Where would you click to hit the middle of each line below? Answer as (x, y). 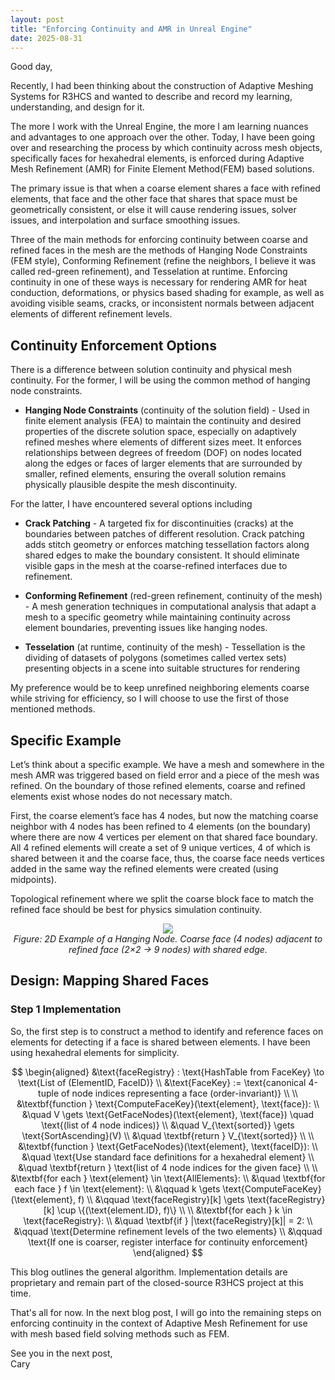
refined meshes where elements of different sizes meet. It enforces (163, 442)
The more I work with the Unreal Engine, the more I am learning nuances (159, 127)
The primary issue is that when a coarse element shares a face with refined (165, 188)
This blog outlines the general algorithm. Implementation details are (149, 1272)
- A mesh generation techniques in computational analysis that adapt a (170, 607)
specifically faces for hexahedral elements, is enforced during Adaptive (157, 158)
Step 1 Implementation (66, 1009)
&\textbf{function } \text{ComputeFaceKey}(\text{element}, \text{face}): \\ (168, 1103)
